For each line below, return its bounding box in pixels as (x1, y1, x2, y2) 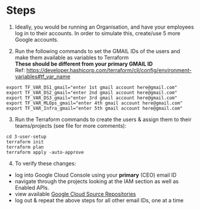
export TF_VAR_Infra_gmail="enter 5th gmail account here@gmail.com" (6, 105, 183, 111)
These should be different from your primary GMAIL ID (14, 60, 153, 67)
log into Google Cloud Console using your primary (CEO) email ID (14, 171, 177, 178)
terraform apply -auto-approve (6, 149, 84, 155)
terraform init (6, 138, 44, 145)
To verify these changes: (14, 159, 76, 167)
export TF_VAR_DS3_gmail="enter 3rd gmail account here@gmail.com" (6, 95, 178, 101)
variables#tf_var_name (14, 73, 70, 80)
